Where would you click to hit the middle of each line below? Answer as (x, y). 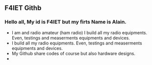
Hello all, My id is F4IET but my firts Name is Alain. (66, 22)
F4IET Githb (23, 8)
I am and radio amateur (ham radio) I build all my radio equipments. (79, 32)
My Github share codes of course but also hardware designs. (74, 53)
